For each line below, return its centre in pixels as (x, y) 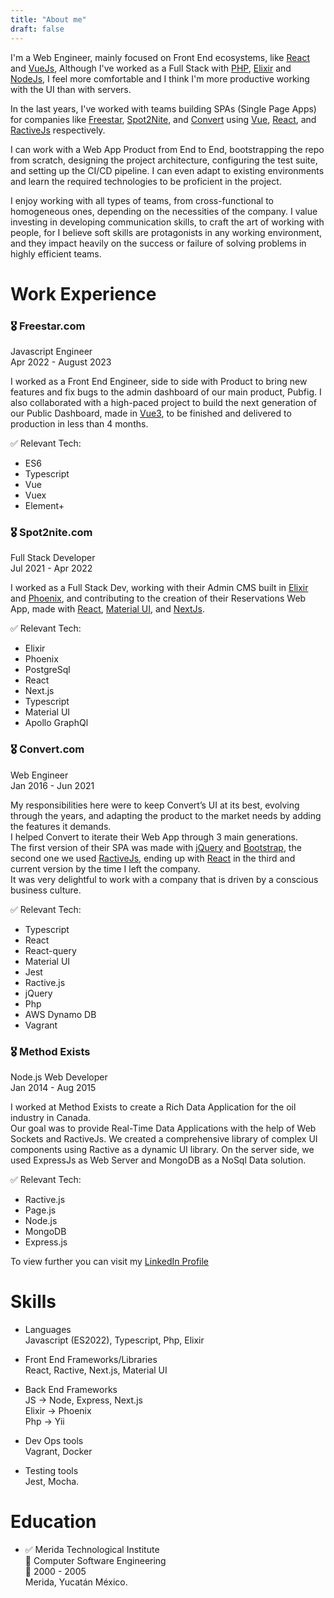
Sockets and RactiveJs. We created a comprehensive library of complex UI (164, 1138)
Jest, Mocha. (52, 1481)
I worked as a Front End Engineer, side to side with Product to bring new (159, 381)
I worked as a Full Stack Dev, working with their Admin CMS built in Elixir (159, 588)
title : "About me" (48, 19)
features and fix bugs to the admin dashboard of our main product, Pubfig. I (166, 392)
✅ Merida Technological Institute (92, 1549)
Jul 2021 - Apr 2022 (51, 568)
